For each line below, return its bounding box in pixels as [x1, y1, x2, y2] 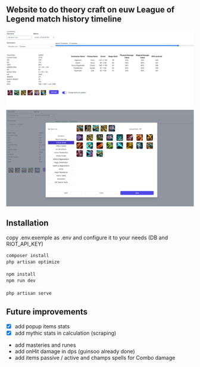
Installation [6, 218, 49, 229]
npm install [6, 272, 36, 277]
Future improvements [6, 307, 88, 317]
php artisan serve [6, 290, 52, 296]
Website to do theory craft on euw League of [6, 5, 175, 15]
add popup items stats [14, 322, 70, 330]
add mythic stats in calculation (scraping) [14, 329, 117, 337]
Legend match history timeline [6, 14, 122, 24]
